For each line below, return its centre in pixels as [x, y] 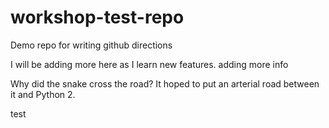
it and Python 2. [43, 94]
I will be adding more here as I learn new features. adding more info [149, 64]
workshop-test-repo [97, 17]
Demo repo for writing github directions [91, 45]
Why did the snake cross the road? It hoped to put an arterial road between [165, 83]
